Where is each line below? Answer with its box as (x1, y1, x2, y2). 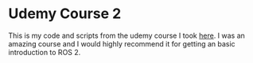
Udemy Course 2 (8, 5, 122, 23)
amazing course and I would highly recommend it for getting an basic (8, 39, 236, 48)
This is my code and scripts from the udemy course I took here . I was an (8, 31, 245, 40)
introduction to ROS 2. (8, 47, 81, 57)
